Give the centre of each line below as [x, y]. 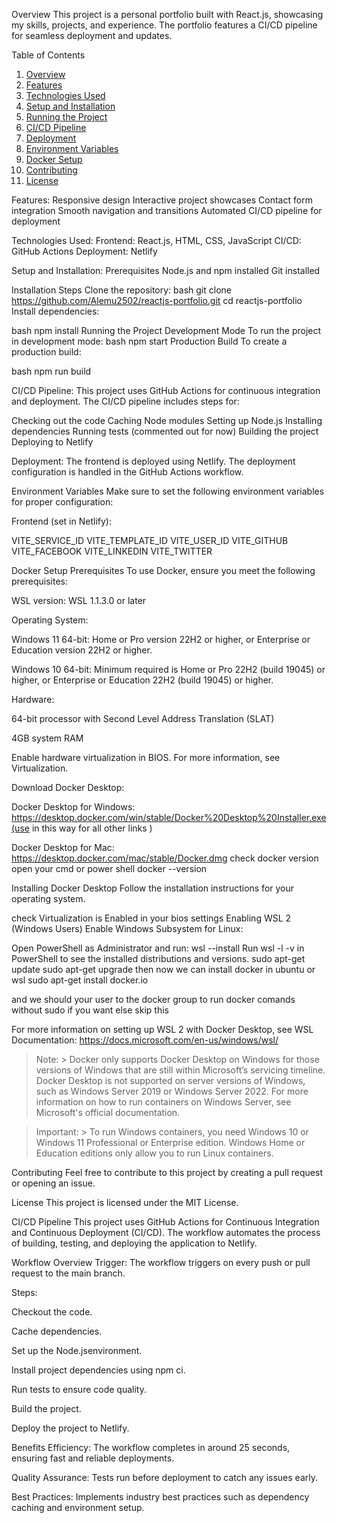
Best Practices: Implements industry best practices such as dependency [160, 1497]
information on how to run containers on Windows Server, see [163, 1102]
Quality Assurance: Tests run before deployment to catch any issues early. [164, 1477]
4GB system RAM [47, 738]
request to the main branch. [68, 1273]
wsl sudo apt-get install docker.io [80, 980]
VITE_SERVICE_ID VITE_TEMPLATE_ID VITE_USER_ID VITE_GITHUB [150, 540]
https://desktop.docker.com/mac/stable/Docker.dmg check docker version [165, 858]
